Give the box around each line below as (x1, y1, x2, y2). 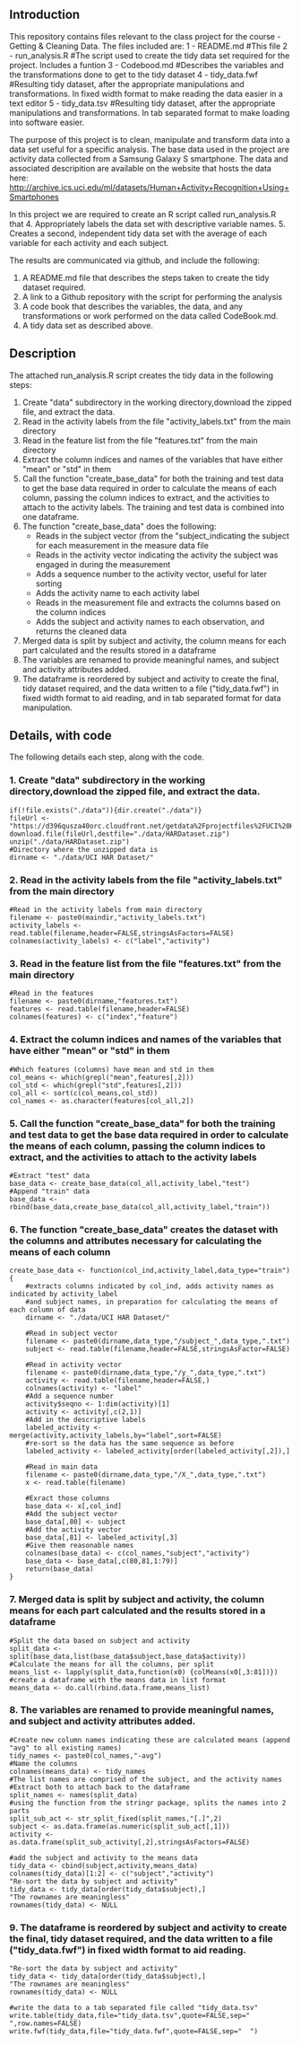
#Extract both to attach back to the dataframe (9, 1782, 191, 1792)
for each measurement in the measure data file (35, 540, 209, 550)
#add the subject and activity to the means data (9, 1853, 199, 1862)
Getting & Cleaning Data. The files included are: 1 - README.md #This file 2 (9, 40, 288, 51)
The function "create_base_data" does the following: (21, 521, 217, 531)
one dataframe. (21, 511, 80, 522)
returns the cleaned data (35, 626, 127, 636)
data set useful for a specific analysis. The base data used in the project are (9, 144, 289, 154)
